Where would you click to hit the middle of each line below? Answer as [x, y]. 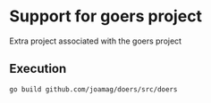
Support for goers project [106, 16]
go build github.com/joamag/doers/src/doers [93, 89]
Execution [38, 69]
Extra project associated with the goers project [95, 41]
